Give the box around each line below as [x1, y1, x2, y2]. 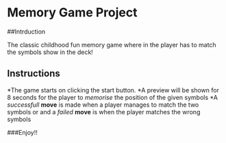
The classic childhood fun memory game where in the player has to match [7, 40, 217, 49]
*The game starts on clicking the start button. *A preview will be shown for [7, 86, 219, 94]
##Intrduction [7, 27, 46, 36]
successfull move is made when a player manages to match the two [7, 101, 199, 109]
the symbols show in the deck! [7, 48, 94, 56]
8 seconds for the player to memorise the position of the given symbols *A [7, 93, 218, 101]
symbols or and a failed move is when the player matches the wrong [7, 107, 201, 116]
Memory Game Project [7, 5, 138, 21]
